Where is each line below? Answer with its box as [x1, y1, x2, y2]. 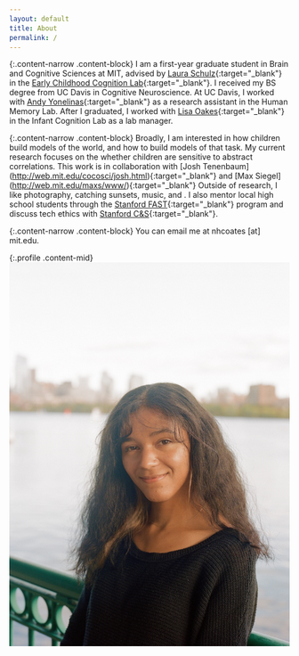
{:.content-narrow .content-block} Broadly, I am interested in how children [9, 133, 280, 143]
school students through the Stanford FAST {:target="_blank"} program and [9, 199, 284, 209]
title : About [9, 23, 58, 33]
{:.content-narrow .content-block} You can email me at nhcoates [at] [9, 225, 261, 236]
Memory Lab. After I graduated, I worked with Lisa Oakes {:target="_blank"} [9, 106, 285, 117]
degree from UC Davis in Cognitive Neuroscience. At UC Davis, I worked [9, 87, 275, 98]
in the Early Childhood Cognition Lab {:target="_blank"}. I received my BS [9, 78, 277, 88]
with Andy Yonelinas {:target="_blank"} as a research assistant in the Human [9, 96, 288, 107]
